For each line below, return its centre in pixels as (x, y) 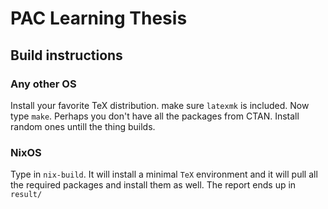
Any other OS (43, 84)
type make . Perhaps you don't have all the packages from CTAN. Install (155, 116)
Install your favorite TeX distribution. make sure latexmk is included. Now (160, 105)
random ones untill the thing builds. (83, 126)
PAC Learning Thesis (99, 18)
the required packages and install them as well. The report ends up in (153, 185)
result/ (26, 195)
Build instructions (66, 55)
